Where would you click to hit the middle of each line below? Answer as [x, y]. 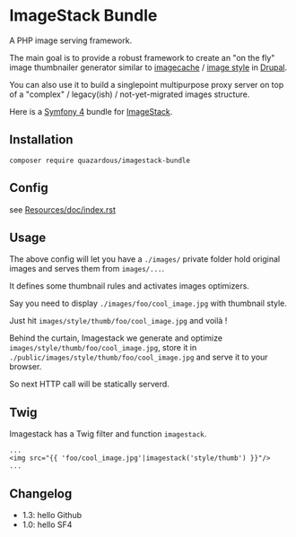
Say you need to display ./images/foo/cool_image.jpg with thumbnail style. [148, 303]
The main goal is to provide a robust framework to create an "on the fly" [142, 57]
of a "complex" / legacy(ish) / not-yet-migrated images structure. [130, 94]
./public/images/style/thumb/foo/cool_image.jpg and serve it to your [139, 357]
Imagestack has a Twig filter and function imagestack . [108, 434]
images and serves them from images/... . [87, 269]
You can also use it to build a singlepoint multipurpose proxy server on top [147, 84]
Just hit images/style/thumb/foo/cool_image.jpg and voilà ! [118, 321]
